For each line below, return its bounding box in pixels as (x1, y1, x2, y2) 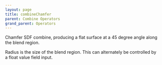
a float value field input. (5, 55, 53, 61)
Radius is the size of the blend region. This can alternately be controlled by (5, 49, 157, 55)
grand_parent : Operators (5, 21, 56, 26)
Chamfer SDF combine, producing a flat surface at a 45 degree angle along (5, 34, 158, 40)
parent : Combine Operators (5, 16, 60, 21)
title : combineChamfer (5, 12, 52, 17)
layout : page (5, 7, 32, 12)
